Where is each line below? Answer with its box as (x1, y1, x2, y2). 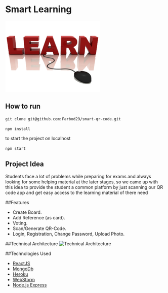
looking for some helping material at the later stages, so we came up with (5, 179, 158, 185)
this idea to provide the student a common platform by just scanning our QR (5, 184, 163, 190)
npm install (5, 126, 30, 132)
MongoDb (12, 266, 34, 272)
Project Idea (5, 160, 44, 169)
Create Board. (12, 209, 42, 215)
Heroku (12, 271, 28, 277)
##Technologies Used (5, 250, 52, 256)
